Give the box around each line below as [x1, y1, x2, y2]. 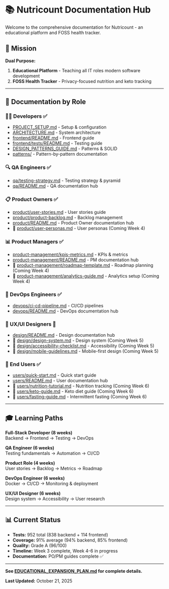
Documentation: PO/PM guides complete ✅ [12, 553, 104, 559]
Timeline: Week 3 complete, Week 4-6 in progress [12, 548, 118, 554]
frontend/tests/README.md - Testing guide [12, 140, 103, 147]
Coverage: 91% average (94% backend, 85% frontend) [12, 537, 128, 543]
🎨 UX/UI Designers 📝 [5, 321, 56, 328]
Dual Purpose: [5, 58, 36, 64]
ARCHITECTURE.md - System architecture [12, 129, 101, 135]
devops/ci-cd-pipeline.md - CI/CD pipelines [12, 302, 104, 308]
